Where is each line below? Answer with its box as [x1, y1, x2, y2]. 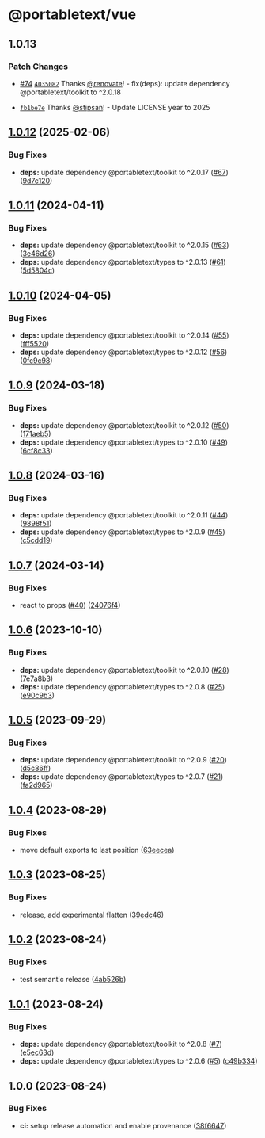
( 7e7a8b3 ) [19, 674, 54, 683]
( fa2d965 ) [19, 781, 53, 790]
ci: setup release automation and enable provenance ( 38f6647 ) [19, 1121, 227, 1130]
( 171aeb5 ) [19, 429, 51, 438]
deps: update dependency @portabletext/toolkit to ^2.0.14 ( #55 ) [19, 330, 229, 340]
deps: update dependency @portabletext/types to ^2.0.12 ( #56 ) [19, 347, 228, 357]
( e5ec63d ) [19, 1048, 55, 1057]
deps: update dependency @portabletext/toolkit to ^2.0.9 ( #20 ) [19, 755, 228, 765]
